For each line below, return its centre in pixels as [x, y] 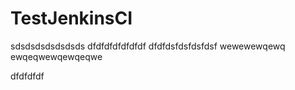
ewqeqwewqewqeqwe [56, 56]
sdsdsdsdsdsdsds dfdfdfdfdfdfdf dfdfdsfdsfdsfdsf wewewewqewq [148, 46]
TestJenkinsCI [71, 18]
